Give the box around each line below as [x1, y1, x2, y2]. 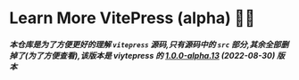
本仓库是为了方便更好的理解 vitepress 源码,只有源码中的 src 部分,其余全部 [9, 39, 281, 50]
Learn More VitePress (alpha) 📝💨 [9, 8, 256, 28]
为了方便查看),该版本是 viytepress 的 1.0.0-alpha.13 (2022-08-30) [28, 50, 276, 60]
